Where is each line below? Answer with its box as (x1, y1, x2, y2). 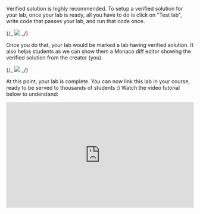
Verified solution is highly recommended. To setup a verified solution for (6, 5, 183, 12)
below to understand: (6, 90, 58, 97)
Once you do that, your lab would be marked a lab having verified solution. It (6, 42, 193, 48)
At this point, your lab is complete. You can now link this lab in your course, (6, 78, 190, 85)
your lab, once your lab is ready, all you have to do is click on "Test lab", (6, 11, 183, 18)
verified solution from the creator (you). (6, 54, 103, 61)
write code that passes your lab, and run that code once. (6, 18, 145, 24)
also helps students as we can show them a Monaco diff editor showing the (6, 48, 192, 55)
